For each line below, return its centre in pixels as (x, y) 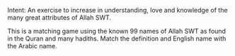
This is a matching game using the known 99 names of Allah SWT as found (117, 31)
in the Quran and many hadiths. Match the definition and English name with (117, 38)
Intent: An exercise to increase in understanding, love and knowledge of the (117, 10)
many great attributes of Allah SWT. (59, 17)
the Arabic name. (33, 46)
